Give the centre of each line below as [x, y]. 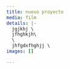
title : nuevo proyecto [35, 12]
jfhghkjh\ [24, 34]
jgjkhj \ [23, 29]
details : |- [21, 23]
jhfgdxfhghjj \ [31, 46]
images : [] [20, 51]
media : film [21, 18]
